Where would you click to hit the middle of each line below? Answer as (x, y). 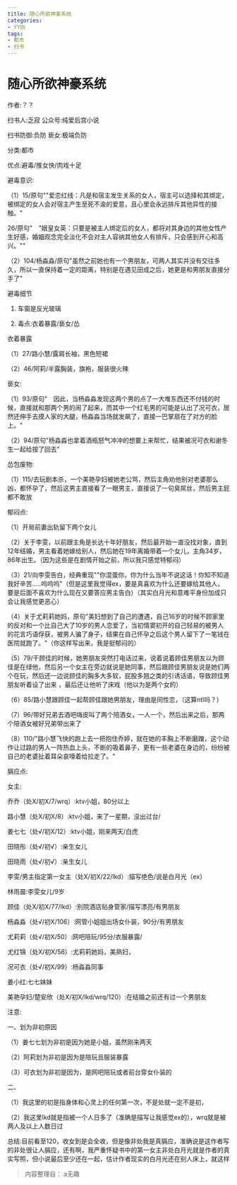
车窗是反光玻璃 (39, 308)
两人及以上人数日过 (35, 1126)
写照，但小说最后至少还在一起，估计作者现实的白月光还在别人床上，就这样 (121, 1159)
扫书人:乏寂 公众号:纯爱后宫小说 (54, 120)
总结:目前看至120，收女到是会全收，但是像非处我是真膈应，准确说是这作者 (115, 1141)
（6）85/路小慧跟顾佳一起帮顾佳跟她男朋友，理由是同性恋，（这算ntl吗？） (115, 699)
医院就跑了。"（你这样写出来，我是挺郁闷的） (74, 643)
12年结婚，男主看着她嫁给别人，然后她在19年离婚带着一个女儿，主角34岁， (116, 551)
